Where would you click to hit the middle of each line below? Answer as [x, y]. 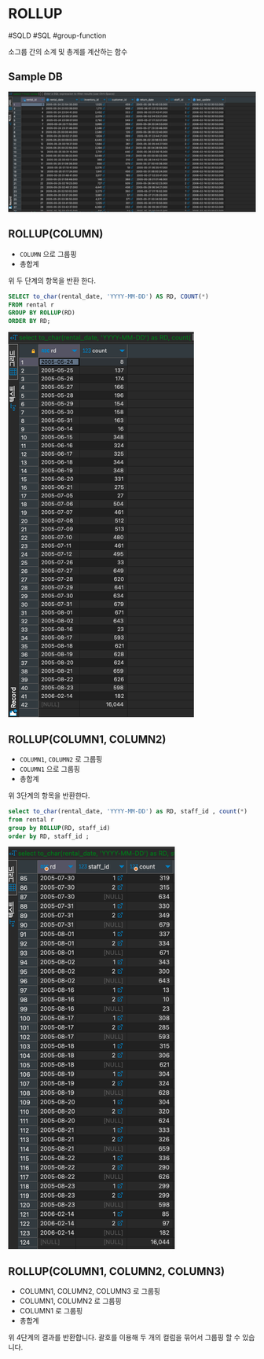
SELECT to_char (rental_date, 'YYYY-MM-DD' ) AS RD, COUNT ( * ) [109, 296]
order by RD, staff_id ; [49, 836]
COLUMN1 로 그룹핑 [51, 1311]
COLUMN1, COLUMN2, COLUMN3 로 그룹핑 [90, 1291]
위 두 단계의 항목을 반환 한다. [52, 281]
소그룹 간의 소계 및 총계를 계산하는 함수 [68, 51]
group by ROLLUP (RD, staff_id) [59, 828]
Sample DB [35, 77]
